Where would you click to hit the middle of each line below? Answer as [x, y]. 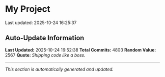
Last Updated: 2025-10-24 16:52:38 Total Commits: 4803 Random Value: [81, 50]
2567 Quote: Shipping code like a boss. [45, 55]
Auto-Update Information [45, 38]
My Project [28, 9]
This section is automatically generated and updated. [59, 69]
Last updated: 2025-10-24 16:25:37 [41, 23]
